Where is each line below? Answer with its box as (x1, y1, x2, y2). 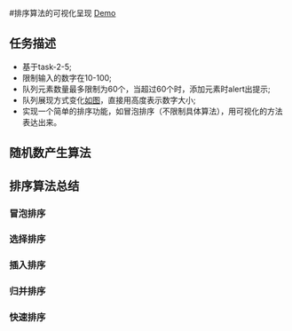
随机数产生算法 (9, 146, 91, 161)
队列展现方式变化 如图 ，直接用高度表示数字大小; (21, 94, 197, 105)
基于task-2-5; (21, 61, 73, 72)
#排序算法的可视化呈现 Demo (9, 8, 116, 18)
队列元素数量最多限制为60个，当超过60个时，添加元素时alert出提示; (21, 83, 271, 94)
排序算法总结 (9, 178, 80, 193)
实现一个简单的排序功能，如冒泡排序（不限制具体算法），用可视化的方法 (21, 106, 283, 116)
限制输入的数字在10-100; (21, 72, 113, 83)
